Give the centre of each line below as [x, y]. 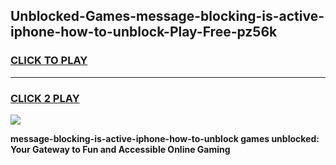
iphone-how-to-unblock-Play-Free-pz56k [144, 32]
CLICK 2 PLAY [45, 98]
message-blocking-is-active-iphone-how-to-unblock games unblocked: [165, 138]
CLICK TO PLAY [49, 61]
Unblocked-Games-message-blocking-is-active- [167, 16]
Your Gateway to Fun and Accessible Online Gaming [120, 149]
